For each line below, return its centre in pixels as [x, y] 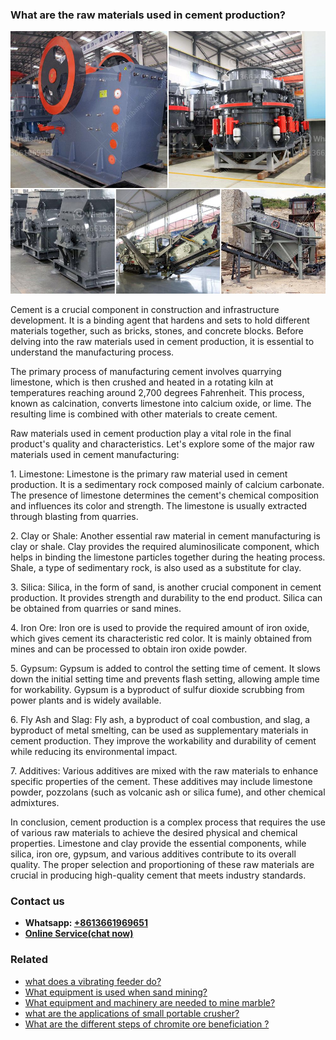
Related [29, 960]
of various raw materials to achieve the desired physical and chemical [154, 832]
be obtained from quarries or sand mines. [96, 608]
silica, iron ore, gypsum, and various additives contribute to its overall [153, 854]
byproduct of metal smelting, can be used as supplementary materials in [159, 730]
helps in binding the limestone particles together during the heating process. [168, 557]
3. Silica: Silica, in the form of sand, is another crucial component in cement [166, 587]
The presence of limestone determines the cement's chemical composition [165, 495]
